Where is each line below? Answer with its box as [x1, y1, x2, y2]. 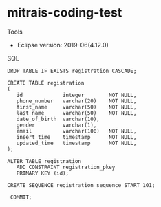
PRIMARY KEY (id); [16, 170, 69, 177]
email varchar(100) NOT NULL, [16, 127, 137, 135]
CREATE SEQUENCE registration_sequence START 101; [7, 182, 155, 188]
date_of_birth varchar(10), [16, 116, 100, 122]
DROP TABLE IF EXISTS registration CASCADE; [7, 67, 137, 74]
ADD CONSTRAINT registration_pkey [16, 164, 116, 171]
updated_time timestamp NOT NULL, [16, 140, 137, 146]
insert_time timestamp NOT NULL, [16, 133, 137, 140]
